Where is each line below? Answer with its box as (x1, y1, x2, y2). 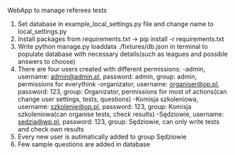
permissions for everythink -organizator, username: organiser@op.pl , (17, 80, 220, 88)
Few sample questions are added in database (17, 140, 151, 148)
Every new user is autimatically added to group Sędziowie (17, 132, 187, 141)
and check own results (17, 125, 84, 133)
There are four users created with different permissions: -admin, (17, 65, 205, 73)
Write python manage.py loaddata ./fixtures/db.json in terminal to (17, 42, 208, 50)
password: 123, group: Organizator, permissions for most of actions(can (17, 88, 227, 96)
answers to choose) (17, 57, 76, 66)
